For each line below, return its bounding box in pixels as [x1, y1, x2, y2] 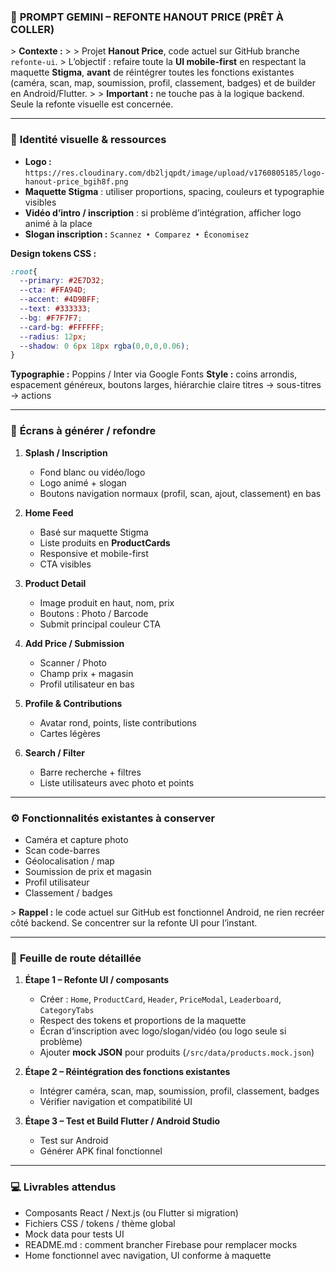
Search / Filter [24, 746, 85, 759]
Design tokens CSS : [10, 247, 97, 259]
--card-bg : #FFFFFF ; [19, 322, 105, 332]
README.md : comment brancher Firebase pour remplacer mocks [24, 1238, 298, 1250]
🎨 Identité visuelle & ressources [10, 133, 167, 147]
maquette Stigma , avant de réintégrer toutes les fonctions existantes [10, 66, 295, 79]
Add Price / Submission [24, 637, 125, 649]
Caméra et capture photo [24, 833, 129, 845]
